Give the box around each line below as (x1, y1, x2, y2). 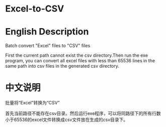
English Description (5, 26, 89, 38)
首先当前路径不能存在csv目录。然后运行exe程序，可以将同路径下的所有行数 (5, 110, 161, 116)
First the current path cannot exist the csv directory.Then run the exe (5, 52, 148, 58)
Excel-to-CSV (5, 3, 64, 15)
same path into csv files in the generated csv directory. (5, 63, 120, 69)
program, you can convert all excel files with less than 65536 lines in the (5, 58, 155, 64)
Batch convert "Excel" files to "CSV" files (5, 43, 91, 49)
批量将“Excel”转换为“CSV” (5, 100, 60, 106)
